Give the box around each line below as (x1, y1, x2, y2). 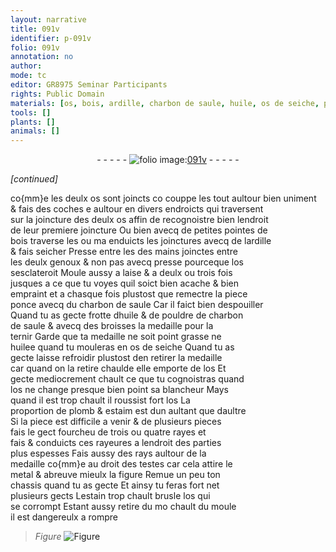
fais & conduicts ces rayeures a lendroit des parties (10, 437, 222, 449)
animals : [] (10, 126, 60, 136)
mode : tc (10, 71, 47, 81)
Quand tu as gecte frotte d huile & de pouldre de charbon (10, 309, 244, 321)
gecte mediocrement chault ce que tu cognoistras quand (10, 373, 245, 385)
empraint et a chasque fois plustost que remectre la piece (10, 288, 248, 300)
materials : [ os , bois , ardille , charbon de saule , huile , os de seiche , (10, 98, 320, 108)
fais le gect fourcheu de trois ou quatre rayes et (10, 426, 207, 438)
